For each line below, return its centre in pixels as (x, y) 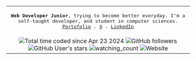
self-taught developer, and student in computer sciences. (98, 21)
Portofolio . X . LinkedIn (98, 27)
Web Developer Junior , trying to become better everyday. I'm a (98, 16)
